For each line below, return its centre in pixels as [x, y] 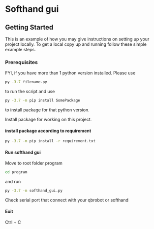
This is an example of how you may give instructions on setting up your [77, 39]
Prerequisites [21, 62]
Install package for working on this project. [48, 120]
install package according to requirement [48, 131]
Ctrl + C [13, 222]
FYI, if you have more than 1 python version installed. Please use [70, 73]
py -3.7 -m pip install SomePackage [43, 100]
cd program [16, 172]
